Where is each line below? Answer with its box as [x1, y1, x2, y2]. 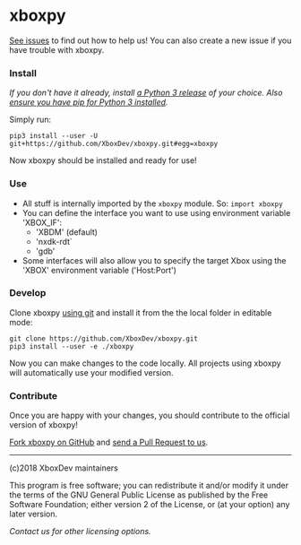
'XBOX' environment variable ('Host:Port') [21, 264, 177, 275]
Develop [9, 287, 47, 299]
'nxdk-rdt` [35, 236, 73, 247]
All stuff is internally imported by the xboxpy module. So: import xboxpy [21, 198, 284, 209]
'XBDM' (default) [35, 226, 99, 238]
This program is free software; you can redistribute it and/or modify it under [9, 480, 289, 491]
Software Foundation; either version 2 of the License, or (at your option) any [9, 499, 290, 510]
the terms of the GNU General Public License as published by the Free [9, 489, 269, 500]
